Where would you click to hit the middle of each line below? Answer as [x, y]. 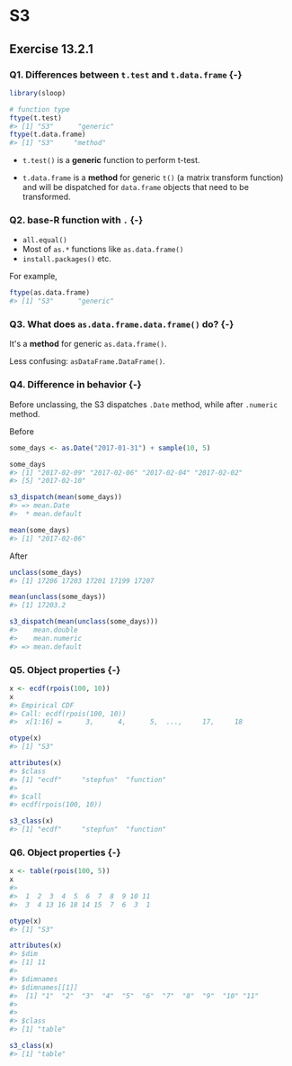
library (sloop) [38, 93]
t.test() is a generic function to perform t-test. [111, 160]
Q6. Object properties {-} [65, 852]
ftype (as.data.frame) [50, 293]
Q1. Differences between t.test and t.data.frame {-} [126, 75]
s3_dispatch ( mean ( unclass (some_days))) [84, 622]
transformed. [46, 197]
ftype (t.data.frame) [48, 135]
